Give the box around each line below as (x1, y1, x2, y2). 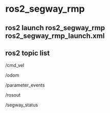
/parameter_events (5, 82, 45, 88)
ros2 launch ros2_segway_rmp (5, 24, 105, 32)
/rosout (5, 92, 21, 98)
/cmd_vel (5, 62, 25, 69)
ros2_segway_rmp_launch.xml (5, 31, 105, 40)
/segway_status (5, 102, 38, 108)
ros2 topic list (5, 49, 50, 57)
